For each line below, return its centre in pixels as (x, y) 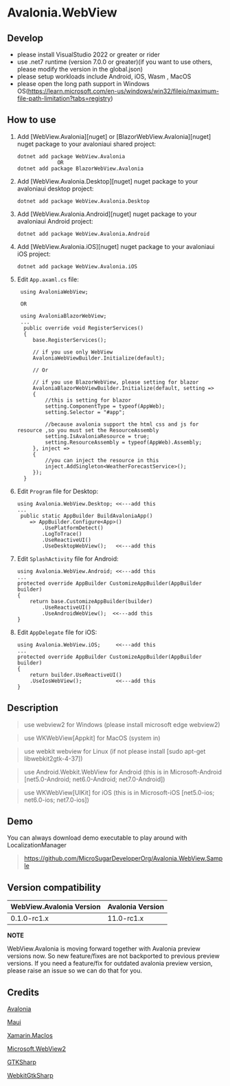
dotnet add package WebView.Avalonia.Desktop (83, 201)
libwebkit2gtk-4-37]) (53, 759)
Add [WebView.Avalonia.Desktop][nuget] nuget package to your (107, 181)
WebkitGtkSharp (30, 1076)
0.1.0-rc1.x (30, 918)
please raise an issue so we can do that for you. (75, 970)
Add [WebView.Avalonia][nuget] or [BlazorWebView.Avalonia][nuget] (114, 136)
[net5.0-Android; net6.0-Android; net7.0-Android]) (94, 779)
